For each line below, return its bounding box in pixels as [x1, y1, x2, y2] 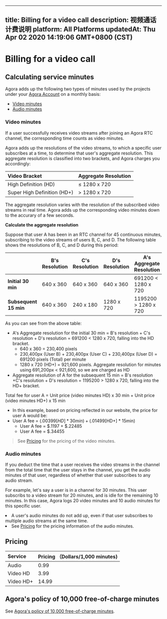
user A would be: [12, 412, 47, 418]
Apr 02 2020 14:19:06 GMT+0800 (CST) [5, 33, 133, 42]
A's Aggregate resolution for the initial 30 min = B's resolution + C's [12, 330, 151, 336]
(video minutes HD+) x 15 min [5, 397, 66, 403]
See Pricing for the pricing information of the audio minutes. [11, 523, 134, 529]
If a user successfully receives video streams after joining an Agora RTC [5, 130, 153, 136]
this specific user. [5, 503, 41, 509]
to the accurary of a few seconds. [5, 212, 75, 218]
